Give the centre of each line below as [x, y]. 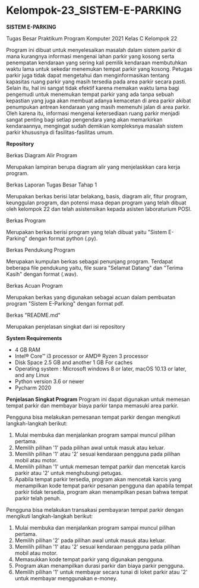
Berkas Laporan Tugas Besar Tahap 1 [51, 185]
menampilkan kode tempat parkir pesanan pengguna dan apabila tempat [104, 486]
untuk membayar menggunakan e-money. [66, 578]
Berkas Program [26, 220]
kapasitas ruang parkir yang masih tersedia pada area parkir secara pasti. [96, 82]
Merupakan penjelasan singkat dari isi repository [66, 326]
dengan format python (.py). [63, 238]
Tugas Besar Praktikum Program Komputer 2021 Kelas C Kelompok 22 [92, 38]
